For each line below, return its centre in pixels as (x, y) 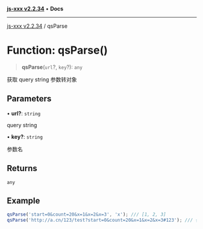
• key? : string (25, 136)
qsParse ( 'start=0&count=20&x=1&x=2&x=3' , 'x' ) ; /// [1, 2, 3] (86, 215)
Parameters (29, 99)
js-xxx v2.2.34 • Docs (35, 9)
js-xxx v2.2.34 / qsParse (37, 26)
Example (23, 200)
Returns (22, 168)
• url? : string (24, 113)
